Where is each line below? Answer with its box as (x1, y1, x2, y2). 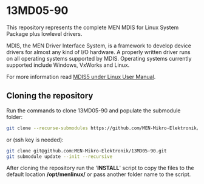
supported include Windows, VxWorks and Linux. (6, 61, 130, 69)
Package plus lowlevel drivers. (6, 30, 83, 37)
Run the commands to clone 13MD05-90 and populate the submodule (6, 107, 181, 114)
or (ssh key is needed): (6, 136, 64, 143)
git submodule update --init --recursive (6, 153, 113, 160)
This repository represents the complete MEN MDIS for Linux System (6, 24, 179, 31)
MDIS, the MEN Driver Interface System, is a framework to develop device (6, 42, 191, 49)
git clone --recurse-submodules (6, 125, 88, 131)
